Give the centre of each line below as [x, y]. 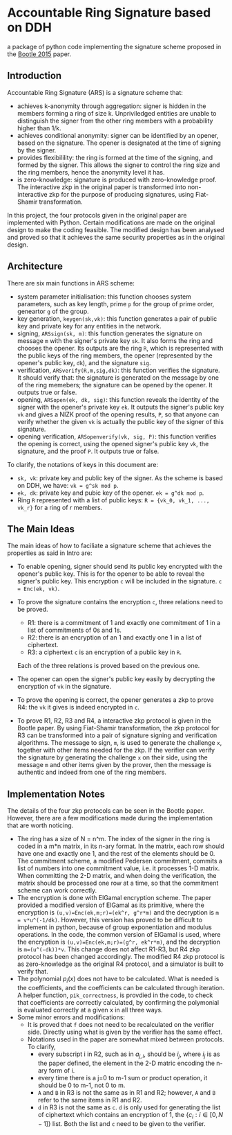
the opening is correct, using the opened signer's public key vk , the [113, 443]
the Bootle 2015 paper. [39, 54]
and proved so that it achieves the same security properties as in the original [116, 237]
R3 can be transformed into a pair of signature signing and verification [117, 735]
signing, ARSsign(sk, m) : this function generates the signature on [109, 333]
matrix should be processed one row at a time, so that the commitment [118, 883]
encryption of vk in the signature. [64, 687]
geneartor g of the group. [53, 311]
